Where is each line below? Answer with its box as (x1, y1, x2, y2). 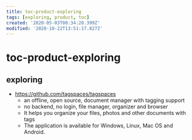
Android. (23, 129, 45, 136)
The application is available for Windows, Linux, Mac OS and (23, 122, 173, 129)
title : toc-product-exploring (6, 8, 82, 15)
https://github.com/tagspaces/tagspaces (14, 91, 116, 98)
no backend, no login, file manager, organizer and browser (23, 103, 169, 110)
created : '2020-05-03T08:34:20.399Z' (6, 20, 100, 26)
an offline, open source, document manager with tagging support (23, 97, 185, 104)
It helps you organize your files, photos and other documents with (23, 110, 187, 117)
